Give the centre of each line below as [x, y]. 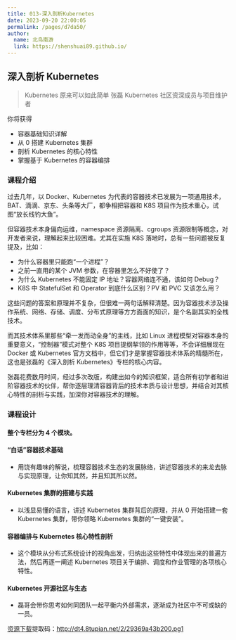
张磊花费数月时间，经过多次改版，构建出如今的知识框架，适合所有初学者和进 [118, 377]
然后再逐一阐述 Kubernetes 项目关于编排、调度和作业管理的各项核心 [128, 562]
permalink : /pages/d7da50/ [47, 27]
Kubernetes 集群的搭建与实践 [50, 493]
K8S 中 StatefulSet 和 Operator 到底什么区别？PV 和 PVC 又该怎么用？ [119, 288]
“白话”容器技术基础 [35, 450]
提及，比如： [26, 247]
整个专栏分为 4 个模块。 [42, 433]
